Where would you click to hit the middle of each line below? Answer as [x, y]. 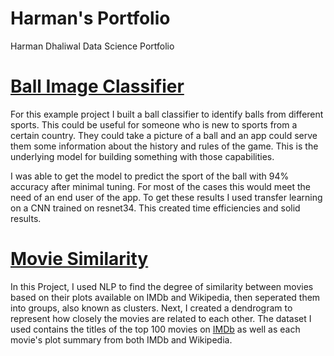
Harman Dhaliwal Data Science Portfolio [92, 46]
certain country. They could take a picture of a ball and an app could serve [164, 135]
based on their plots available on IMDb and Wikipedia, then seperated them [165, 297]
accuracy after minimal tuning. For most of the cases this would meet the [160, 186]
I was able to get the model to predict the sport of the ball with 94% [150, 176]
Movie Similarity [79, 259]
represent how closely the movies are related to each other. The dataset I [161, 318]
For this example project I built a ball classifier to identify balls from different [167, 114]
